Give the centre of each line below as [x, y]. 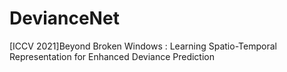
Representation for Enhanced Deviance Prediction [112, 56]
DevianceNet [64, 18]
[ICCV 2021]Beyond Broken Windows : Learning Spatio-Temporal [143, 46]
